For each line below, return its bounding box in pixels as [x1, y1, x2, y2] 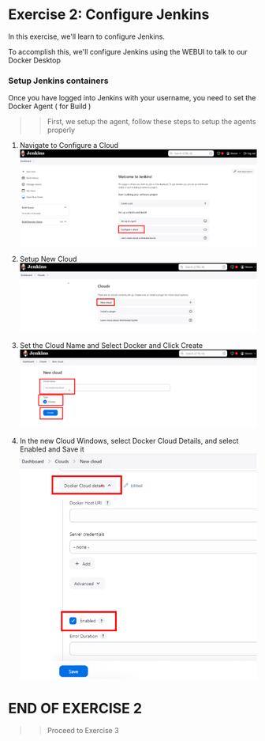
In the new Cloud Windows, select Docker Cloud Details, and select [19, 437, 239, 446]
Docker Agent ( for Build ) [8, 101, 91, 112]
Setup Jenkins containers [8, 75, 109, 86]
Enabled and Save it [19, 444, 84, 454]
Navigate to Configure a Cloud [19, 141, 119, 150]
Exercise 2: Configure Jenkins [8, 6, 210, 24]
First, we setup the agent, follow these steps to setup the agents [47, 117, 256, 127]
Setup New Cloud [19, 254, 77, 263]
